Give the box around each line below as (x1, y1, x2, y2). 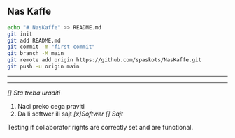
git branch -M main (7, 50, 64, 57)
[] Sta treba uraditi (7, 89, 61, 97)
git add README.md (7, 37, 61, 44)
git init (7, 31, 33, 38)
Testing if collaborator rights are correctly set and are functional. (7, 123, 194, 131)
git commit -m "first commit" (7, 43, 96, 51)
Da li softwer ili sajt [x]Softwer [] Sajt (17, 109, 124, 118)
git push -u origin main (7, 63, 80, 70)
